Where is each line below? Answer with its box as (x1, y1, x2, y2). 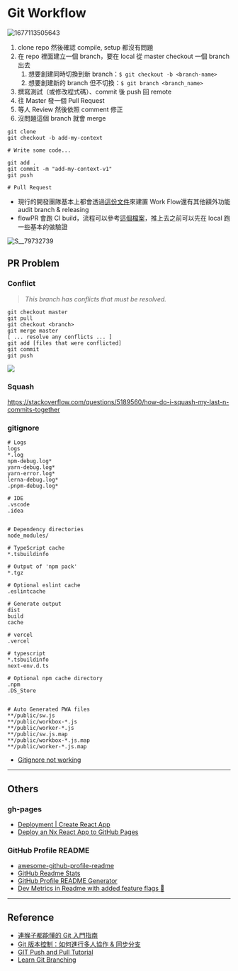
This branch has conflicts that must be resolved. (24, 294, 166, 303)
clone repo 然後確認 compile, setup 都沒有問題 (17, 43, 154, 51)
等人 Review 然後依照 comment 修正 (17, 105, 123, 113)
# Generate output (7, 601, 62, 608)
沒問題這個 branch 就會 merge (17, 113, 106, 122)
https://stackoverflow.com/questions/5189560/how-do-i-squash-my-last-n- (7, 397, 229, 406)
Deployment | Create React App (17, 820, 111, 828)
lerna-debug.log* (7, 477, 59, 484)
